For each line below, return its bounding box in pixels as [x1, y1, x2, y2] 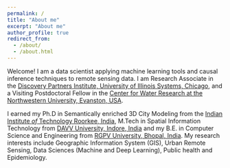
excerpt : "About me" [7, 23, 67, 29]
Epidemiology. [7, 153, 47, 161]
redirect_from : [7, 36, 51, 43]
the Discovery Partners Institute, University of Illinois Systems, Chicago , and [7, 82, 223, 90]
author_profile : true [7, 29, 69, 36]
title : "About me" [7, 16, 60, 23]
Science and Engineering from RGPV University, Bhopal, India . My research [7, 131, 220, 139]
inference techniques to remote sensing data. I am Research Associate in [7, 74, 214, 82]
